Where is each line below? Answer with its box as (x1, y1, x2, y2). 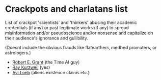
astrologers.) (5, 50, 31, 56)
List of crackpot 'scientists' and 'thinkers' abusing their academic (5, 20, 137, 25)
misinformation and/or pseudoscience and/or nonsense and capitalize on (5, 30, 153, 36)
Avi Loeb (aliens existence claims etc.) (12, 69, 90, 75)
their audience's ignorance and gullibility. (5, 35, 88, 41)
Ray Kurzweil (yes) (12, 64, 50, 70)
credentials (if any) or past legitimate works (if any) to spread (5, 24, 129, 30)
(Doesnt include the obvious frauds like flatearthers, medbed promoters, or (5, 44, 157, 50)
